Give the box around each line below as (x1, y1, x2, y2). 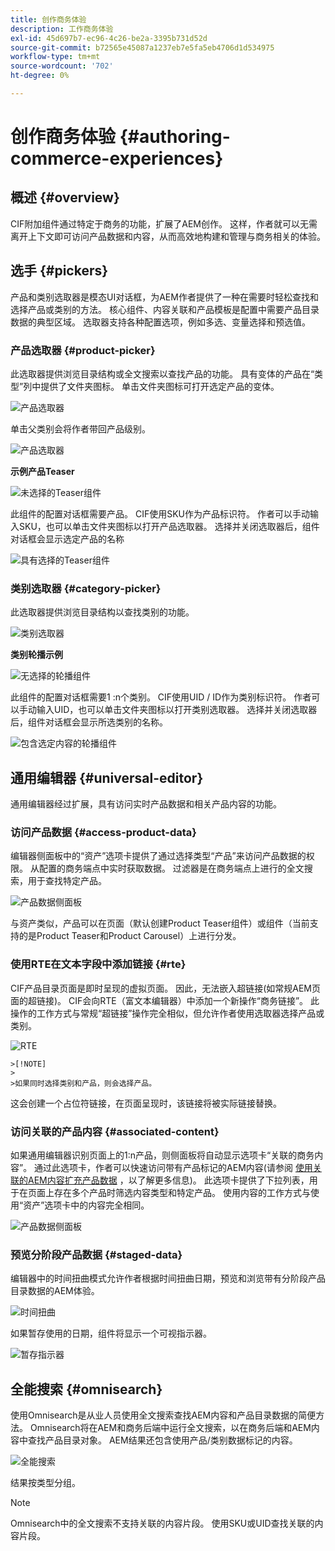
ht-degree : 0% (10, 71, 70, 81)
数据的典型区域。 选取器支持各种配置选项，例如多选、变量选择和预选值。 (10, 316, 311, 328)
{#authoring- (119, 126, 231, 148)
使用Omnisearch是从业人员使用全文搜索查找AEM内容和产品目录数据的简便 (10, 1409, 317, 1421)
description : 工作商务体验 (10, 24, 114, 34)
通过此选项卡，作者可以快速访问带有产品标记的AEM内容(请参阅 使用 (34, 1161, 313, 1173)
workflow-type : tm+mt (10, 52, 101, 62)
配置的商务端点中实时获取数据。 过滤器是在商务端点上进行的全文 (38, 862, 305, 875)
